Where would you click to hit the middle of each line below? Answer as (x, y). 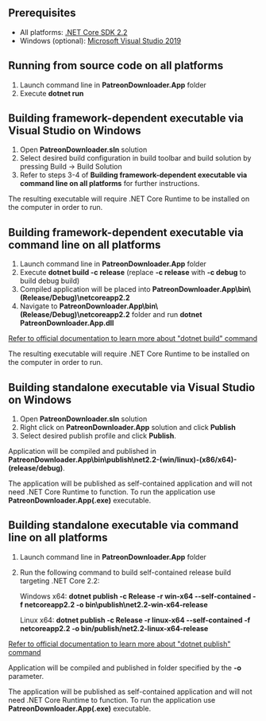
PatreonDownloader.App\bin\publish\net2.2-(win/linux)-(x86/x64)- (123, 459)
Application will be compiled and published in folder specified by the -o (125, 668)
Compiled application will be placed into (85, 289)
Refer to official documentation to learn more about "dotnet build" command (133, 339)
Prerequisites (42, 13)
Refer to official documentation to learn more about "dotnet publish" (120, 644)
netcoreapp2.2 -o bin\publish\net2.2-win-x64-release (116, 604)
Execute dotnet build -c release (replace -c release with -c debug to (133, 273)
